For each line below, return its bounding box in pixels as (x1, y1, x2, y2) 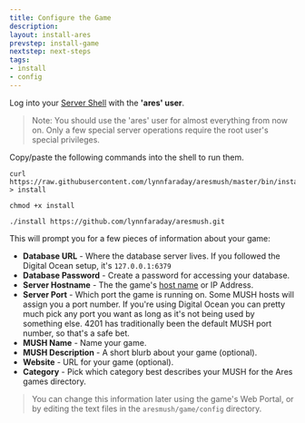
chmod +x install (9, 201, 75, 210)
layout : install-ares (9, 30, 92, 39)
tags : (9, 55, 30, 64)
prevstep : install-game (9, 38, 100, 48)
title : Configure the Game (9, 13, 112, 23)
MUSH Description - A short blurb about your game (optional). (22, 347, 258, 358)
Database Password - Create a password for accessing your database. (22, 270, 290, 280)
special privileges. (31, 133, 100, 145)
